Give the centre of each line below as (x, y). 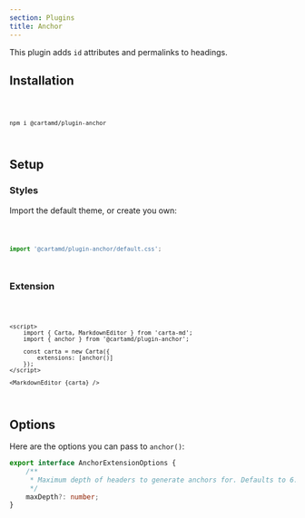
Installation (42, 80)
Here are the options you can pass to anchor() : (97, 446)
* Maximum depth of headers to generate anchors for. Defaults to (157, 480)
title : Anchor (36, 26)
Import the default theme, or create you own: (93, 210)
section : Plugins (42, 18)
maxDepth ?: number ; (63, 497)
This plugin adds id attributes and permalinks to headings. (119, 52)
